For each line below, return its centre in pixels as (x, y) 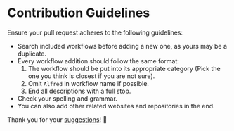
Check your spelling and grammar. (67, 98)
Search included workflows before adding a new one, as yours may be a (122, 46)
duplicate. (32, 54)
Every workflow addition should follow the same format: (98, 61)
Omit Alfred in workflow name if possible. (89, 83)
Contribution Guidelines (79, 13)
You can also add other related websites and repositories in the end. (116, 106)
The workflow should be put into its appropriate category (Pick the (124, 68)
